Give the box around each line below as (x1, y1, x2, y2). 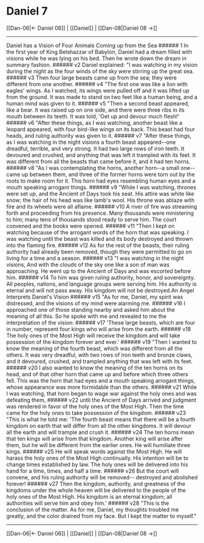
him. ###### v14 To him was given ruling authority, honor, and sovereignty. (6, 274, 195, 281)
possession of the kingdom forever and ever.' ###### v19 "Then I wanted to (6, 338, 197, 345)
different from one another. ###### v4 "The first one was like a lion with (6, 80, 188, 87)
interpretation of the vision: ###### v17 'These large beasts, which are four (6, 319, 195, 326)
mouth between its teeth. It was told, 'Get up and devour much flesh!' (6, 112, 180, 120)
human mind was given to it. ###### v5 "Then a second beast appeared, (6, 99, 190, 107)
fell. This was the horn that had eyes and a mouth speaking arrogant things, (6, 377, 195, 384)
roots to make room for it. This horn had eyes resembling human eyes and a (6, 177, 195, 184)
